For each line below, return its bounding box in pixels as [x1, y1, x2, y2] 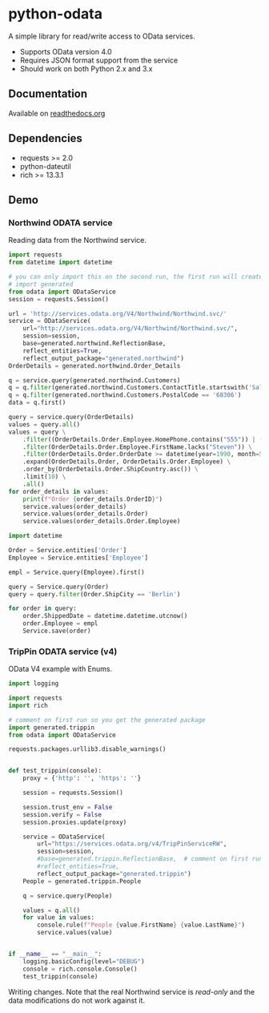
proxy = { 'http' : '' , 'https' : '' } [22, 774, 142, 782]
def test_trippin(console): [8, 767, 102, 775]
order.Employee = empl [22, 620, 98, 628]
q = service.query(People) [22, 891, 113, 900]
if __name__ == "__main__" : [8, 950, 102, 959]
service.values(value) [37, 929, 113, 937]
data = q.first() [8, 398, 66, 407]
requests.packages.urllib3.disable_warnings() [8, 745, 167, 753]
